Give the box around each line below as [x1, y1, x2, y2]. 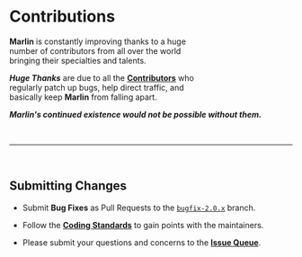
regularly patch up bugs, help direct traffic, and [9, 82, 184, 93]
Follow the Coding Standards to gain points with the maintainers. [22, 219, 264, 230]
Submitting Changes [9, 178, 128, 194]
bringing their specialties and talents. [9, 55, 147, 66]
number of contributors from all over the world [9, 45, 182, 56]
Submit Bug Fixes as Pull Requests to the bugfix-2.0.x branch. [22, 202, 256, 213]
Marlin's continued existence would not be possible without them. [9, 109, 262, 120]
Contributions [9, 6, 115, 27]
